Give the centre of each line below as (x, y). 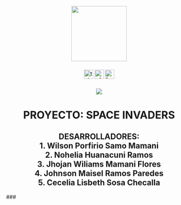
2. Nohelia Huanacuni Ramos (99, 155)
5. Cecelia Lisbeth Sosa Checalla (99, 183)
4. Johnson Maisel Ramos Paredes (99, 173)
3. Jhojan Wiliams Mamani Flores (99, 164)
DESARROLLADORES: (99, 137)
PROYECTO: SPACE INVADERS (99, 115)
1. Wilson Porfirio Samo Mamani (99, 146)
